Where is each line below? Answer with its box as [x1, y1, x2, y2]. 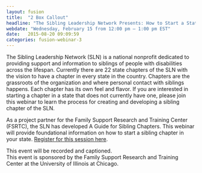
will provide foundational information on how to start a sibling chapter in [6, 129, 185, 136]
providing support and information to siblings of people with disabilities [6, 60, 182, 67]
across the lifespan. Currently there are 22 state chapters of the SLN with [6, 66, 188, 73]
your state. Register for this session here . [6, 136, 108, 142]
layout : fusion [6, 8, 44, 15]
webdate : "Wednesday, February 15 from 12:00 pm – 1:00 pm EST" [6, 25, 171, 32]
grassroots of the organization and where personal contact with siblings [6, 79, 185, 86]
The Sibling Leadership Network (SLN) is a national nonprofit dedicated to [6, 54, 189, 60]
